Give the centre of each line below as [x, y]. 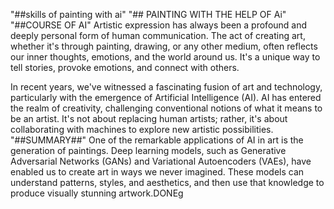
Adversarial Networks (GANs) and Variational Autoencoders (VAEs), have [161, 161]
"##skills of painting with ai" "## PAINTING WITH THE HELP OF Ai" [148, 14]
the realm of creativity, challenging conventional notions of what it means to [166, 108]
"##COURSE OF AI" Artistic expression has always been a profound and [159, 25]
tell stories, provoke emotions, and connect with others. [125, 67]
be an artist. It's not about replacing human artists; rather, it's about [149, 118]
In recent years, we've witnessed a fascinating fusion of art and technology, [166, 87]
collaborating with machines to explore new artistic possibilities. [142, 129]
